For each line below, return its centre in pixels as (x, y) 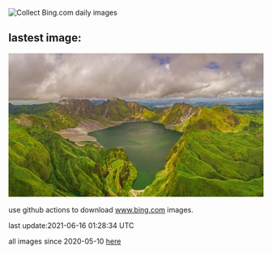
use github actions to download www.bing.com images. (101, 210)
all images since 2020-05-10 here (65, 241)
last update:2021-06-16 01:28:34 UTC (72, 226)
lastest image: (45, 38)
